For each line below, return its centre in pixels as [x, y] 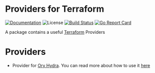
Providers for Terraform [55, 9]
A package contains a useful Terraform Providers [55, 32]
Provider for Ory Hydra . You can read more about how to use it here [81, 65]
